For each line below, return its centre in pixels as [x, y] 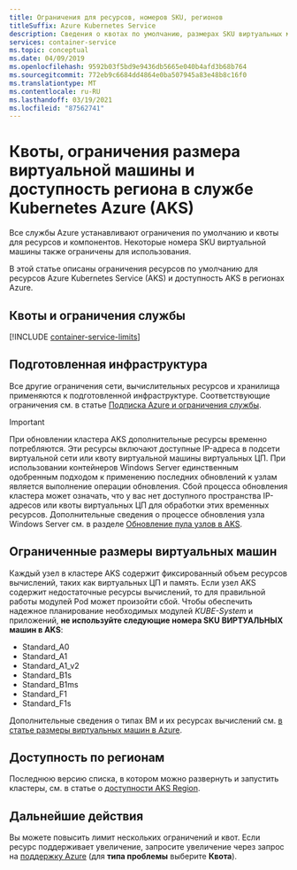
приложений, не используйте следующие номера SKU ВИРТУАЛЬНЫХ [146, 620]
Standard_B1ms [50, 684]
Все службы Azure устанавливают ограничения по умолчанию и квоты [144, 233]
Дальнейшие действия [76, 816]
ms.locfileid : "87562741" [57, 108]
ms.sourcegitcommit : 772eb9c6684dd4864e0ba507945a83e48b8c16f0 [128, 75]
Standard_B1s [47, 675]
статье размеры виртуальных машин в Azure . [96, 730]
